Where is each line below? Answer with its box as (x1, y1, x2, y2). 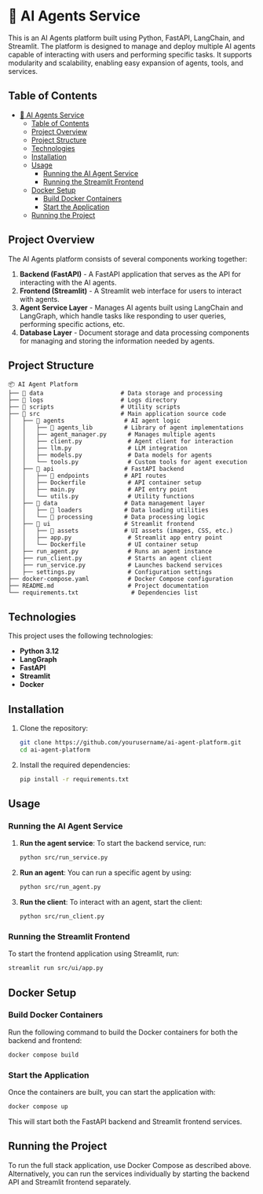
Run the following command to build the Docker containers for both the (8, 1027, 238, 1037)
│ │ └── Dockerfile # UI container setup (8, 541, 199, 549)
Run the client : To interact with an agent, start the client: (19, 898, 203, 907)
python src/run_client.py (19, 913, 104, 920)
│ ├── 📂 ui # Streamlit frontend (8, 520, 195, 528)
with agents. (19, 294, 60, 303)
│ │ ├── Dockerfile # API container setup (8, 479, 202, 487)
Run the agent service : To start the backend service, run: (19, 839, 206, 848)
